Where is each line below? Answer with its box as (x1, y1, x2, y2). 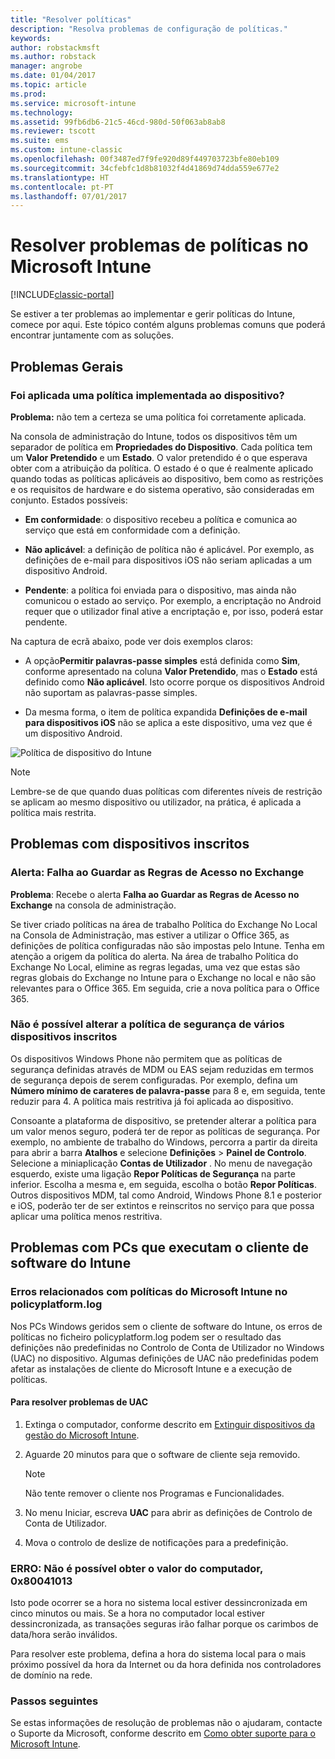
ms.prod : (10, 89, 47, 99)
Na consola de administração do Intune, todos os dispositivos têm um (10, 430, 298, 442)
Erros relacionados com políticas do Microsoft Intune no (10, 1285, 288, 1299)
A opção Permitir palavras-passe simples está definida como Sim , (24, 654, 301, 666)
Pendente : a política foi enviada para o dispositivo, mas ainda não (24, 584, 297, 596)
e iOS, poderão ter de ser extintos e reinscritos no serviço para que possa (10, 1199, 315, 1211)
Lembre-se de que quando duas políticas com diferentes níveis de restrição (10, 785, 323, 797)
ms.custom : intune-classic (10, 145, 123, 155)
